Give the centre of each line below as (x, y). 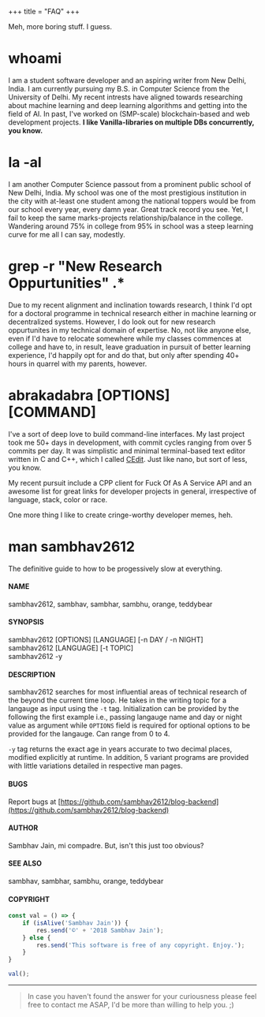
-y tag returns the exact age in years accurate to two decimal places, (120, 749)
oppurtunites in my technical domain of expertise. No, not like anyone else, (130, 330)
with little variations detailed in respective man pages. (95, 766)
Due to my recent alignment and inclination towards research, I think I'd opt (130, 305)
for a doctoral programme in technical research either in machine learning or (132, 313)
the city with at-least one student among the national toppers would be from (132, 201)
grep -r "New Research (86, 266)
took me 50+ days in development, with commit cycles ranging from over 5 (130, 442)
